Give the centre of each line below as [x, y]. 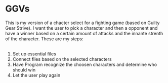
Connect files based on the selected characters [62, 59]
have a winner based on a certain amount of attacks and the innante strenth [84, 33]
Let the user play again [36, 75]
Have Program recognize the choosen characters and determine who [85, 64]
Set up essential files [34, 54]
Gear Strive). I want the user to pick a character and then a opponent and [81, 28]
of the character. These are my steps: [44, 39]
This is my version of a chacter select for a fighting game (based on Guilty [82, 23]
